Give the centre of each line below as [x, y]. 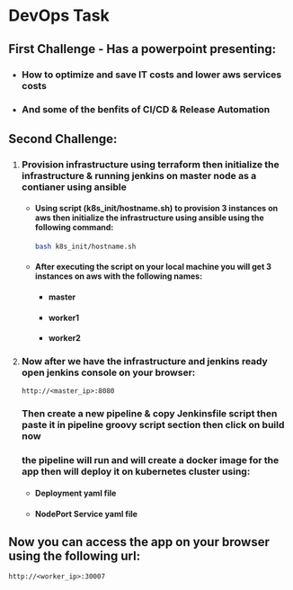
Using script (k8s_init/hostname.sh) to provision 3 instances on [156, 209]
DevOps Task [59, 16]
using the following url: [75, 555]
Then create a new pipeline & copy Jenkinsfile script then [149, 414]
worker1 [64, 317]
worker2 [65, 338]
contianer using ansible [74, 187]
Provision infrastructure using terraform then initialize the [150, 165]
